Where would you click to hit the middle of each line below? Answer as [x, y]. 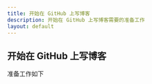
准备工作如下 [25, 74]
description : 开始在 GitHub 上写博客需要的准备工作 [76, 20]
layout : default [31, 26]
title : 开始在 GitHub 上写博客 [49, 13]
